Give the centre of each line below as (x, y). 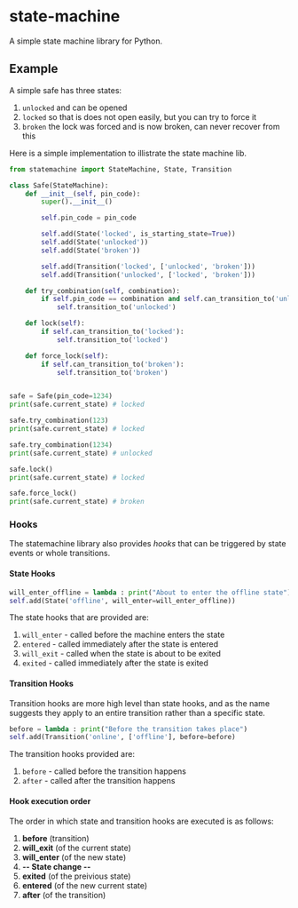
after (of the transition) (64, 895)
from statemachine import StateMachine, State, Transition (121, 169)
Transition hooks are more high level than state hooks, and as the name (140, 703)
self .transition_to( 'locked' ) (112, 339)
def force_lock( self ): (67, 356)
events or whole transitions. (60, 554)
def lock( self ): (55, 323)
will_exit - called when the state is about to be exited (122, 654)
